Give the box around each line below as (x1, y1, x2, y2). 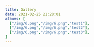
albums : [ (5, 16, 26, 21)
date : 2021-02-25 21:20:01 (5, 12, 61, 17)
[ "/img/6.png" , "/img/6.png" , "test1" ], (9, 21, 90, 26)
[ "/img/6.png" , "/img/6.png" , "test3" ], (9, 30, 90, 35)
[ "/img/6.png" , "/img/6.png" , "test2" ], (9, 25, 90, 30)
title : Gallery (5, 7, 37, 12)
